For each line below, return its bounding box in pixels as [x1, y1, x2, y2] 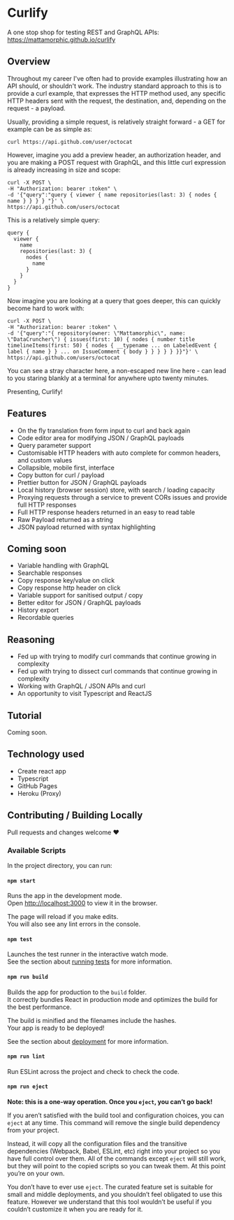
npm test [7, 936, 33, 943]
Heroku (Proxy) [17, 789, 61, 797]
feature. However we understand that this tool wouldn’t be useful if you [7, 1197, 212, 1206]
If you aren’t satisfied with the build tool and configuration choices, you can [7, 1111, 225, 1119]
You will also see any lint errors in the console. [7, 920, 141, 929]
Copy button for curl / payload [17, 470, 105, 479]
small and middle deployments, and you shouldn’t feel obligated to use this [7, 1190, 222, 1198]
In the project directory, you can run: [7, 861, 112, 869]
